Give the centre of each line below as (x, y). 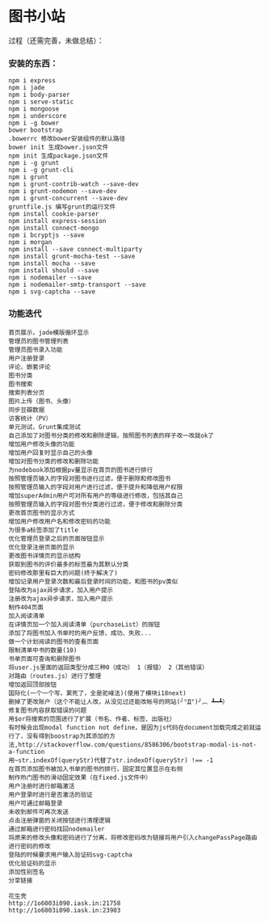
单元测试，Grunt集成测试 (44, 427)
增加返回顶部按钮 (33, 684)
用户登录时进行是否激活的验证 (50, 794)
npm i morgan (30, 242)
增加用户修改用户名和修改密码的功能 (60, 521)
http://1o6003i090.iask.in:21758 (65, 903)
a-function (27, 751)
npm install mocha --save (52, 263)
